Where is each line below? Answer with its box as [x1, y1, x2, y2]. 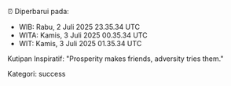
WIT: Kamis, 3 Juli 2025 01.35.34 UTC [18, 39, 142, 48]
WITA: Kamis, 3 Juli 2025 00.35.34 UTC [18, 30, 148, 40]
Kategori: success [7, 70, 66, 78]
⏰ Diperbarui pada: [7, 7, 70, 16]
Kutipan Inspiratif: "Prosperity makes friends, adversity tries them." [7, 54, 224, 63]
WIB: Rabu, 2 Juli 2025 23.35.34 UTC [18, 23, 141, 31]
